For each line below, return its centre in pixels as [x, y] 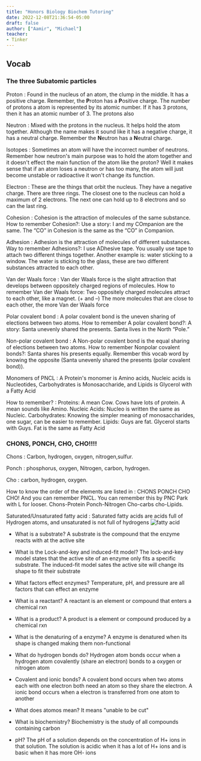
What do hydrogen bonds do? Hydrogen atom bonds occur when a [97, 655]
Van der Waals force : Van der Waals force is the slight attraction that [91, 279]
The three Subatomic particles [52, 81]
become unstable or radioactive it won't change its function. [80, 175]
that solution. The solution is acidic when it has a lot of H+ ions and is [100, 746]
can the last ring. [27, 206]
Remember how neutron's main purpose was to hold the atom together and [99, 156]
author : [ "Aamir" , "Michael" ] [44, 29]
